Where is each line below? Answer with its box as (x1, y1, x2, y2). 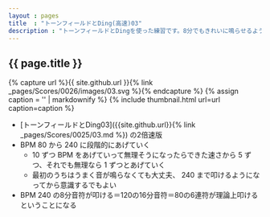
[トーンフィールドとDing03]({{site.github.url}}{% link (19, 120, 196, 129)
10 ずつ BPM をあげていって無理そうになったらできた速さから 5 (31, 150, 243, 160)
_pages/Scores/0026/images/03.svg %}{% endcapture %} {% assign (8, 86, 239, 96)
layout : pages (8, 11, 59, 20)
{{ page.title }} (8, 56, 83, 70)
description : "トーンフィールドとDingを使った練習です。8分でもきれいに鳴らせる (8, 27, 253, 35)
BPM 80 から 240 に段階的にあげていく (19, 140, 150, 149)
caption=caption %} (8, 104, 75, 113)
